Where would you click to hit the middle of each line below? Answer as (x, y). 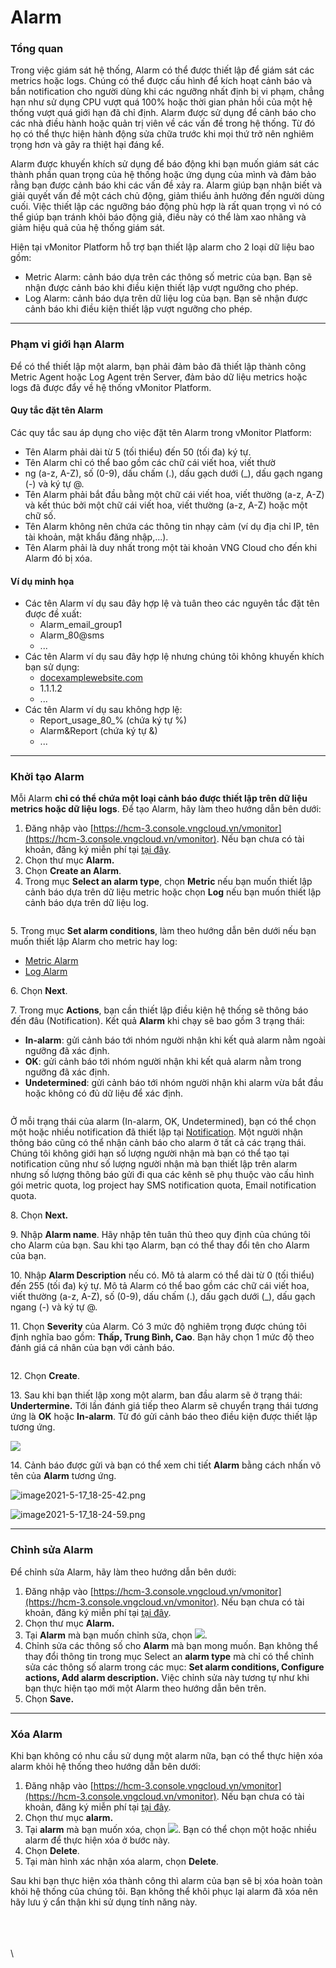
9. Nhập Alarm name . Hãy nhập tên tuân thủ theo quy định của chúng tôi (160, 1235)
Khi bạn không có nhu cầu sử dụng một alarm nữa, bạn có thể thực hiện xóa (166, 1756)
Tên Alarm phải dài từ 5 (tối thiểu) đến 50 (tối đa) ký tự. (138, 452)
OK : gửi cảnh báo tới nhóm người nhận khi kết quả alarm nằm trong (163, 1062)
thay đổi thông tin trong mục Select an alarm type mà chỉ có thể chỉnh (169, 1656)
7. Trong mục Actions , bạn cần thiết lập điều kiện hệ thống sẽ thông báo (159, 1010)
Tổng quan (37, 49)
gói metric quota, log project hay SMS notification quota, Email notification (163, 1185)
